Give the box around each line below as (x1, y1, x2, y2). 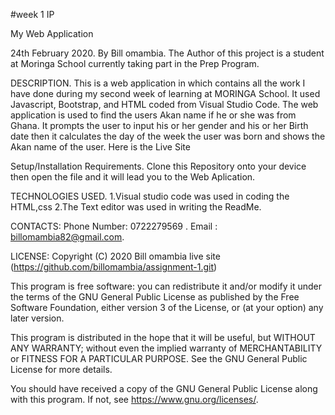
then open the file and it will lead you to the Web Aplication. (10, 171, 256, 183)
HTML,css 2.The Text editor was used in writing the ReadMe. (10, 201, 262, 213)
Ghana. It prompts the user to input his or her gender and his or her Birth (10, 120, 309, 131)
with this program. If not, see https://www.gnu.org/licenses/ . (10, 394, 259, 405)
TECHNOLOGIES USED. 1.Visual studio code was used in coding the (10, 190, 290, 202)
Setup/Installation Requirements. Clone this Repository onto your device (10, 160, 307, 172)
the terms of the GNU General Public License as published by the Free (10, 291, 300, 303)
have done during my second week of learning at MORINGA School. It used (10, 88, 321, 99)
